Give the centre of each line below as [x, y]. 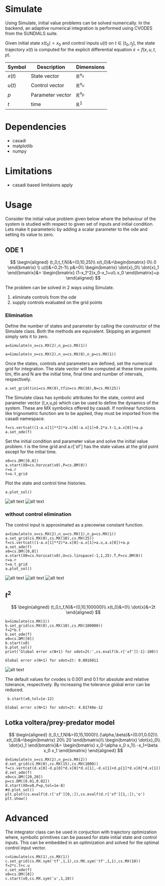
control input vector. [26, 848]
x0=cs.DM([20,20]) [24, 777]
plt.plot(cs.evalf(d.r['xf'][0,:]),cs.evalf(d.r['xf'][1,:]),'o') [75, 794]
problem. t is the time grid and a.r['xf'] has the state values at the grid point [82, 446]
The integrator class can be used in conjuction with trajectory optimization [81, 832]
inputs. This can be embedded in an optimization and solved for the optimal [82, 842]
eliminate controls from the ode [44, 297]
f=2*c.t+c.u [17, 865]
